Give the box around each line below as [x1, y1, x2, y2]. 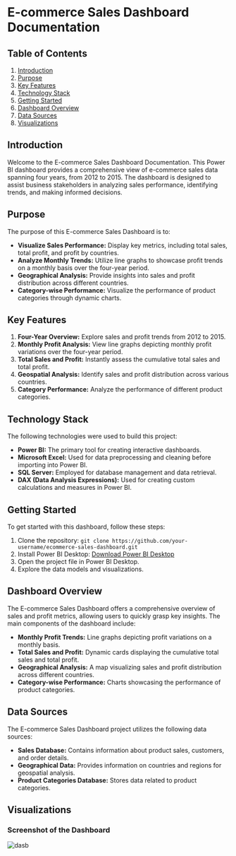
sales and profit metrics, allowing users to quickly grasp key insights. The [7, 611, 221, 620]
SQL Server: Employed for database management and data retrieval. [17, 468, 217, 477]
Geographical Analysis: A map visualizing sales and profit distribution [17, 662, 222, 672]
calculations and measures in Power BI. [17, 483, 132, 492]
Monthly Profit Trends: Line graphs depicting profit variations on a [17, 633, 212, 641]
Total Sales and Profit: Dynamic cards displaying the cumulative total [17, 647, 219, 656]
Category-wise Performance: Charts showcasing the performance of [17, 678, 221, 686]
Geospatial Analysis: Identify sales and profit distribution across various [17, 370, 229, 379]
